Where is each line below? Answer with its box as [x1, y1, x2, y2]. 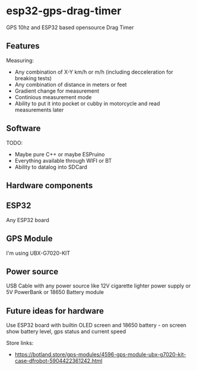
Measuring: [6, 56, 34, 64]
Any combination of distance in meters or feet [14, 81, 127, 88]
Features [6, 41, 40, 51]
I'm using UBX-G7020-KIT [6, 249, 71, 257]
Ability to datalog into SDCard [14, 163, 88, 170]
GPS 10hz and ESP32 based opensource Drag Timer [6, 24, 134, 31]
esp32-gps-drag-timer [6, 4, 122, 18]
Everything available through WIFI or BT [14, 157, 112, 164]
